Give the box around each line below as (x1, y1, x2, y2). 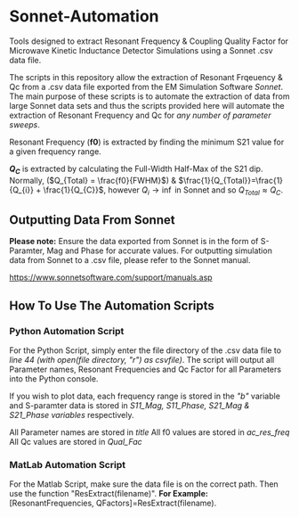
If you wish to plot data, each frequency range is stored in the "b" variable (9, 390, 280, 402)
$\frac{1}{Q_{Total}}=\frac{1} (177, 175, 283, 185)
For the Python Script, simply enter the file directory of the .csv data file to (9, 345, 282, 356)
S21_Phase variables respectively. (9, 410, 134, 421)
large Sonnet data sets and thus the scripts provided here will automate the (9, 100, 285, 111)
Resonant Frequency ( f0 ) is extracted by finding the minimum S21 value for (9, 136, 285, 147)
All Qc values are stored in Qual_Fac (9, 437, 142, 447)
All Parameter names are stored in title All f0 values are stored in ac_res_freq (9, 427, 290, 438)
